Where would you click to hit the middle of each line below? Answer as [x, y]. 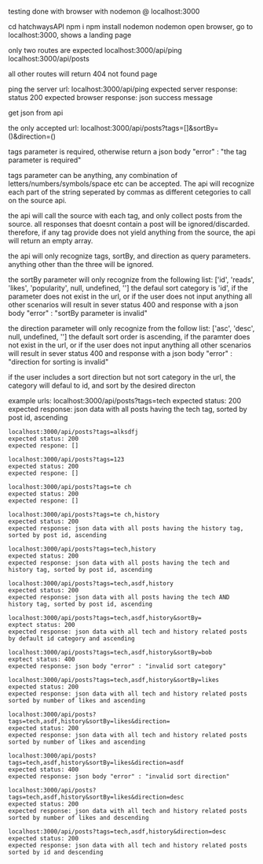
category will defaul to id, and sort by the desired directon [102, 386]
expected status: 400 [44, 769]
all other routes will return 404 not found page [83, 74]
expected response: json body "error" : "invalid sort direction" [119, 777]
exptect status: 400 [42, 659]
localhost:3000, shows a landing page [70, 35]
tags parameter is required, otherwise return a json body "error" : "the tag [128, 152]
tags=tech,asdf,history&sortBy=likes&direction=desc [96, 797]
